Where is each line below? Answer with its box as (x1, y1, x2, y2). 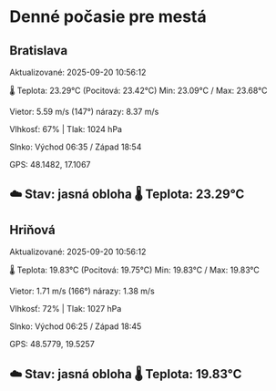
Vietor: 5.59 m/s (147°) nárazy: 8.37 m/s (9, 107, 159, 117)
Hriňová (9, 221, 56, 238)
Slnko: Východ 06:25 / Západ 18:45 (9, 321, 142, 332)
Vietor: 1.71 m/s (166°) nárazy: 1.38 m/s (9, 285, 155, 297)
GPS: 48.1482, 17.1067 (9, 159, 91, 170)
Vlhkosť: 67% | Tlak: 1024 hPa (9, 124, 123, 134)
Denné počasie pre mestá (9, 6, 207, 27)
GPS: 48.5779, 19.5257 (9, 339, 96, 350)
